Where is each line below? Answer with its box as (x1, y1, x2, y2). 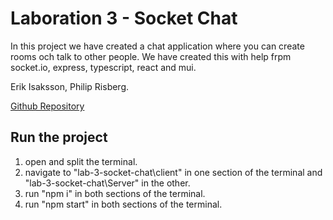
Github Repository (10, 100, 85, 112)
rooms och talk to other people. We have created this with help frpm (10, 50, 292, 62)
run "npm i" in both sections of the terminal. (24, 187, 206, 199)
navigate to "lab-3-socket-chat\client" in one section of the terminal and (24, 166, 323, 178)
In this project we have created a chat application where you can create (10, 40, 305, 52)
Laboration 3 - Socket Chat (10, 7, 238, 30)
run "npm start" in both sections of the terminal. (24, 198, 223, 210)
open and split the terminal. (24, 155, 138, 167)
